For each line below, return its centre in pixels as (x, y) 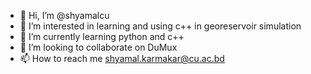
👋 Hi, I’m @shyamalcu (64, 15)
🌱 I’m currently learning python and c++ (102, 36)
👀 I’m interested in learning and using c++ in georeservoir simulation (160, 26)
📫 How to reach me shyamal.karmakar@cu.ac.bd (122, 58)
